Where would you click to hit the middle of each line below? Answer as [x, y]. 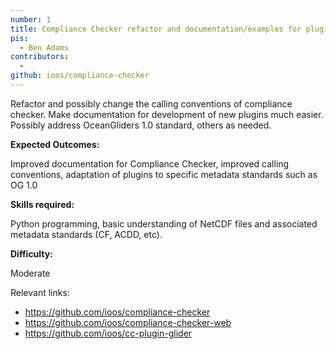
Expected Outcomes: [55, 144]
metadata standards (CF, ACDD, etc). [86, 234]
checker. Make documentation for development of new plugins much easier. [167, 114]
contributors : [40, 57]
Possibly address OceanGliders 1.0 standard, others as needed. [141, 125]
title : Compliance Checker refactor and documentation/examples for [156, 29]
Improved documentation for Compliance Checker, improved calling [150, 163]
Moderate [30, 273]
